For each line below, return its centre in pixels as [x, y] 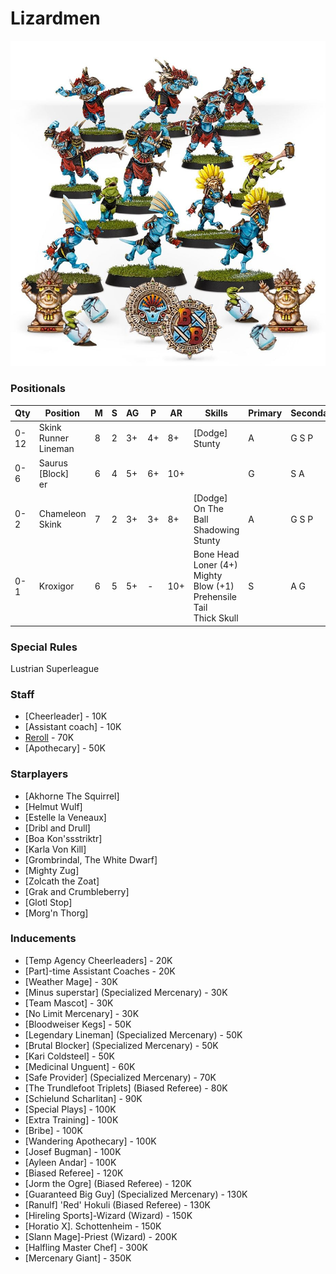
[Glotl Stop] [48, 902]
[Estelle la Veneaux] [65, 817]
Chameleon [62, 514]
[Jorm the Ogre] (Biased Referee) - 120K [108, 1183]
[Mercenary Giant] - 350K [78, 1258]
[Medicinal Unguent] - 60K [80, 1066]
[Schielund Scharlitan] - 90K [83, 1098]
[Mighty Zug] [52, 870]
